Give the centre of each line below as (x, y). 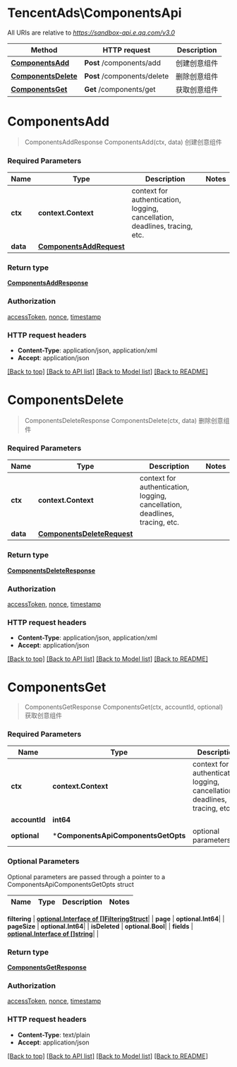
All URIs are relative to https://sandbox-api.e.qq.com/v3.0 (91, 32)
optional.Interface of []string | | (53, 934)
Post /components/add (122, 63)
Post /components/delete (127, 76)
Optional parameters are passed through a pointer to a (86, 876)
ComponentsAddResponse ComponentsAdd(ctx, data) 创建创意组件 (123, 142)
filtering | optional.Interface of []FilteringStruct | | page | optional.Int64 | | (116, 919)
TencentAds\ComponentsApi (95, 13)
